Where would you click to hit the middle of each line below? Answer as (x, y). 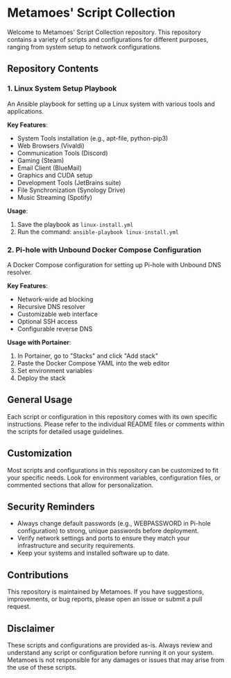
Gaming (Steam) (41, 160)
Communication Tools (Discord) (63, 153)
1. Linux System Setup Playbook (62, 88)
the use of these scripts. (42, 667)
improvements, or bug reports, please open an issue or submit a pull (105, 599)
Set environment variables (54, 370)
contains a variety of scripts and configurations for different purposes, (108, 39)
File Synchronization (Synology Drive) (71, 190)
